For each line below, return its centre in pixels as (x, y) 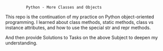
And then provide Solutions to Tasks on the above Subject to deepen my (81, 37)
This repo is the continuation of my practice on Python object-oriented (80, 17)
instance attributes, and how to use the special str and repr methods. (78, 28)
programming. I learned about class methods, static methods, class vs (79, 22)
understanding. (21, 43)
